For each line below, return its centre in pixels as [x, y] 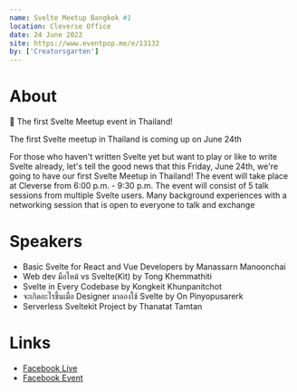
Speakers [46, 242]
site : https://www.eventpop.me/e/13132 [85, 43]
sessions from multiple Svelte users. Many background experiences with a [148, 195]
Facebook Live [50, 367]
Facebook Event [53, 377]
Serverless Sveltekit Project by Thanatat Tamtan [112, 306]
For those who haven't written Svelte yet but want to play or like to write [144, 157]
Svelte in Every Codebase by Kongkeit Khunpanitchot [122, 286]
